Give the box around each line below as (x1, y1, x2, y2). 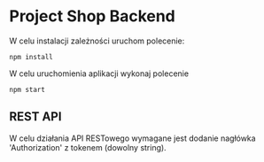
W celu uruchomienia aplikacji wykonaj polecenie (9, 68, 189, 79)
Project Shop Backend (9, 6, 175, 27)
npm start (9, 85, 46, 94)
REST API (9, 109, 62, 125)
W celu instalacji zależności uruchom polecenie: (9, 35, 185, 46)
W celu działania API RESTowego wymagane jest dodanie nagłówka (9, 133, 256, 143)
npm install (9, 52, 53, 61)
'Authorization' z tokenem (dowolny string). (9, 142, 167, 152)
